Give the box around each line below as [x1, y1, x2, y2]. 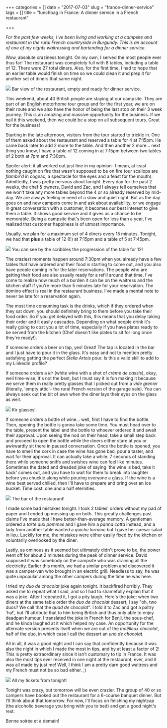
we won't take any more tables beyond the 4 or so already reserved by [5, 189, 151, 195]
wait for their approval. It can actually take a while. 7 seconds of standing [5, 454, 156, 459]
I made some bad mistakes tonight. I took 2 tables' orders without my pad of [5, 505, 162, 511]
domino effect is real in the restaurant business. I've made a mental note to [5, 288, 159, 294]
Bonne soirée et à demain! [5, 718, 59, 724]
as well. [5, 396, 21, 402]
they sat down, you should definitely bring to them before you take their [5, 308, 153, 314]
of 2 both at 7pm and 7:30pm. [5, 153, 67, 159]
